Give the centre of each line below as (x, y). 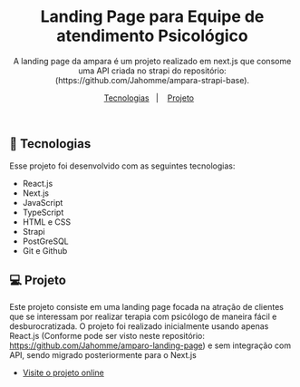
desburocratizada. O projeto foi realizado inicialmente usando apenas (139, 326)
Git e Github (45, 250)
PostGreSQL (46, 241)
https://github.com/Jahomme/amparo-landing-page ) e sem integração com (150, 345)
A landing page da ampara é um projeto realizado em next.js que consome (152, 61)
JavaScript (43, 202)
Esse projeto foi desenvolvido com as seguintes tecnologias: (122, 166)
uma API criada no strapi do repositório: (152, 71)
